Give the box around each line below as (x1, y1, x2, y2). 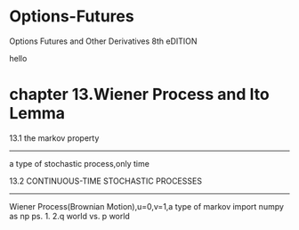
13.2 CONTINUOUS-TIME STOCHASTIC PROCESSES (9, 176, 203, 186)
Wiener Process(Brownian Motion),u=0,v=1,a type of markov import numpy (9, 201, 285, 211)
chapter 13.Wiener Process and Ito (9, 85, 270, 104)
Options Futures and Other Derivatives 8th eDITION (9, 36, 198, 46)
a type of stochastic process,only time (9, 158, 149, 168)
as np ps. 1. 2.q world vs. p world (9, 210, 131, 221)
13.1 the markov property (9, 132, 100, 144)
